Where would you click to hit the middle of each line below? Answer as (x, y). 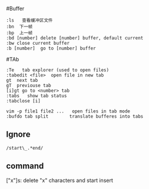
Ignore (18, 135)
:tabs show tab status (37, 96)
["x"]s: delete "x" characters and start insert (60, 180)
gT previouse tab (29, 85)
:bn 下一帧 (19, 26)
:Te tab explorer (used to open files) (58, 70)
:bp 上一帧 (19, 33)
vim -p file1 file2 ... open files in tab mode (68, 111)
